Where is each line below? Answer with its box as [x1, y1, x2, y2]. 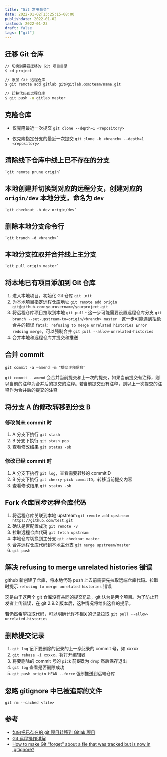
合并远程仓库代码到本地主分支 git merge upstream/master [12, 542, 131, 548]
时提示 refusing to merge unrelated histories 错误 [5, 583, 112, 589]
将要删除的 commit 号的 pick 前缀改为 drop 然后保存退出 [12, 658, 127, 664]
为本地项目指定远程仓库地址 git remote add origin [12, 299, 118, 305]
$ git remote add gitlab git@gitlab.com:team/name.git [5, 82, 121, 87]
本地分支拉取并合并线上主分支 [5, 250, 97, 258]
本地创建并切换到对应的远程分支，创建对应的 [5, 184, 143, 193]
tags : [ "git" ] [5, 30, 35, 35]
